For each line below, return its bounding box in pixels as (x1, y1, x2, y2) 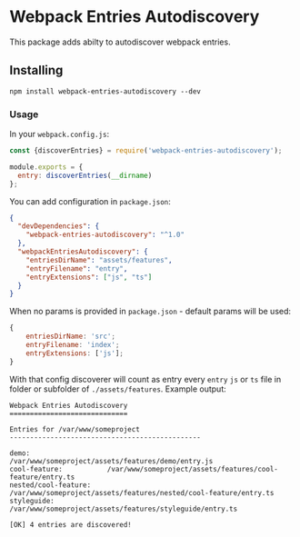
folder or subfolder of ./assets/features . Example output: (9, 383, 226, 394)
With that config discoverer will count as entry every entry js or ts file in (9, 373, 282, 384)
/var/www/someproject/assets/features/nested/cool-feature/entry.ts (9, 488, 275, 497)
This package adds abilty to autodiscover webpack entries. (9, 36, 231, 47)
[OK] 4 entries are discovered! (9, 520, 132, 529)
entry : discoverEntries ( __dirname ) (17, 171, 153, 180)
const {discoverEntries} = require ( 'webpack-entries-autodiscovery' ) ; (9, 146, 283, 155)
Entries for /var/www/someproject (9, 424, 141, 433)
